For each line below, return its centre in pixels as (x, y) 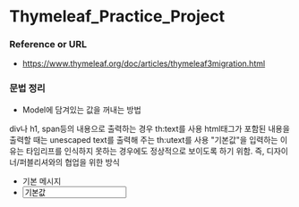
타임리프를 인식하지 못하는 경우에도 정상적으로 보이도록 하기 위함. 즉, (145, 151)
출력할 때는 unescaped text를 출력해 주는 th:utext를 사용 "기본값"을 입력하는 (144, 139)
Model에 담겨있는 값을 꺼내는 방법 (81, 110)
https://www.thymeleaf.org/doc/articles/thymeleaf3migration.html (144, 63)
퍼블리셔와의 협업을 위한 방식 (70, 161)
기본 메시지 (42, 181)
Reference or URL (48, 45)
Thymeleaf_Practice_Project (117, 17)
